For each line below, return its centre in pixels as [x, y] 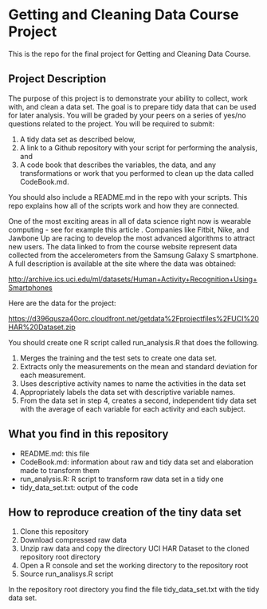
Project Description [57, 79]
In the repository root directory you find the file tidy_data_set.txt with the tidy [134, 590]
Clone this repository [54, 531]
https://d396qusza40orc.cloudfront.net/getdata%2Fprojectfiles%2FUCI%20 [134, 318]
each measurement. [53, 375]
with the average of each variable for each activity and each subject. [132, 408]
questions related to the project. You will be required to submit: [112, 123]
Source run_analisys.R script [67, 574]
